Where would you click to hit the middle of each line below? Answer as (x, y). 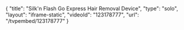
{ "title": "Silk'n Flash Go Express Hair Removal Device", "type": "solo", (92, 9)
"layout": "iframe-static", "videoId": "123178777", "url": (72, 15)
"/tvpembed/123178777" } (37, 21)
